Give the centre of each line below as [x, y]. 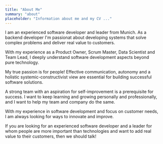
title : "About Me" [24, 9]
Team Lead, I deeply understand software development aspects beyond [77, 57]
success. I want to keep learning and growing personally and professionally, [81, 97]
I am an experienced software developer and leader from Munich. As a [76, 33]
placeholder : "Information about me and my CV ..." [58, 18]
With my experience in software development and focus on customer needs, [82, 111]
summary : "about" [23, 14]
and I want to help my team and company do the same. [60, 102]
